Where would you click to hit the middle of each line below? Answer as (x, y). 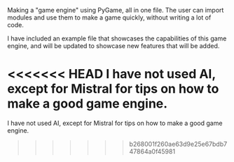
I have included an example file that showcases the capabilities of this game (117, 38)
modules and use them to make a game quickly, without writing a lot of (109, 17)
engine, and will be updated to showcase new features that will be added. (113, 46)
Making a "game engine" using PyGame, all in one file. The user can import (116, 10)
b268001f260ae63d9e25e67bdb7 (178, 144)
